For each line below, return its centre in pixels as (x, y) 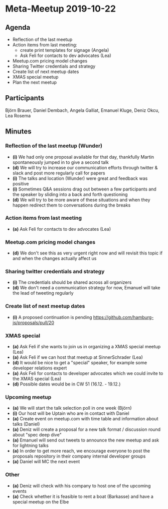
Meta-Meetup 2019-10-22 (61, 9)
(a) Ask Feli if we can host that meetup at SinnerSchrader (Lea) (77, 357)
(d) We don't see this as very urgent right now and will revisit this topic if (88, 253)
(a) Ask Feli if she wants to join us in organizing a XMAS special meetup (87, 346)
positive (21, 183)
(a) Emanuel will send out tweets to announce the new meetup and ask (86, 440)
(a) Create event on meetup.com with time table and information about (85, 419)
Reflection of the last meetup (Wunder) (54, 146)
